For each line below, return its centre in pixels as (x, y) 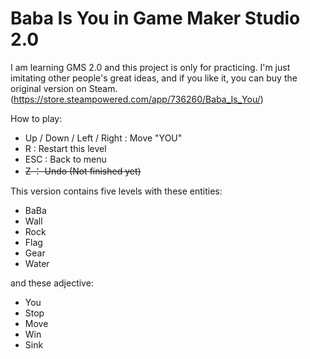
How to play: (36, 118)
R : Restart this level (65, 148)
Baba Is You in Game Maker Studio (155, 18)
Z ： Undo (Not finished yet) (83, 171)
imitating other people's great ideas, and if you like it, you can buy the (154, 78)
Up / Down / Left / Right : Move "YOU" (103, 138)
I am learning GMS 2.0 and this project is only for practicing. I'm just (150, 67)
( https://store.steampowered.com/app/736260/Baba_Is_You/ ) (137, 99)
